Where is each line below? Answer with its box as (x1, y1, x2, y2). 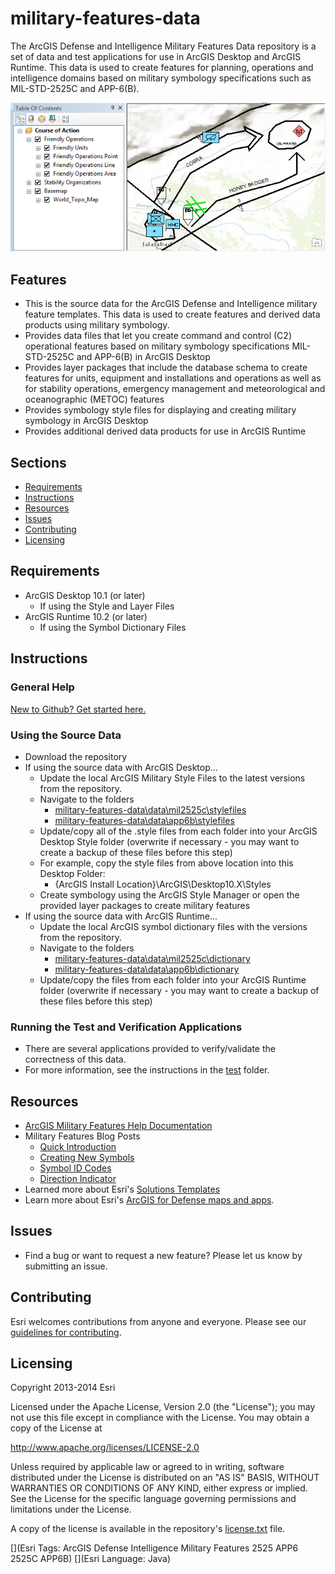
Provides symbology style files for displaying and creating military (24, 404, 297, 416)
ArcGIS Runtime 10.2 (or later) (24, 610, 148, 622)
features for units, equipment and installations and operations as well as (24, 372, 322, 384)
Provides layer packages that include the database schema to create (24, 362, 308, 374)
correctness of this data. (24, 1053, 127, 1066)
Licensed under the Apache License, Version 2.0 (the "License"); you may (10, 1401, 316, 1413)
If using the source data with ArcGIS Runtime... (24, 910, 218, 922)
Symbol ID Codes (39, 1162, 112, 1174)
